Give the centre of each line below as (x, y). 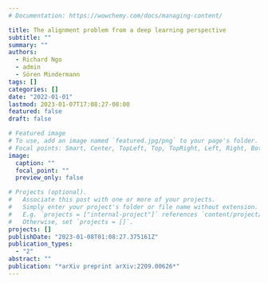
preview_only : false (49, 178)
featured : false (35, 112)
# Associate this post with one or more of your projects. (112, 200)
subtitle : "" (30, 37)
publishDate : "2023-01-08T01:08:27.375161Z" (83, 237)
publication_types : (41, 244)
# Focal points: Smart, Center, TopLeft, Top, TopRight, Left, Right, (128, 148)
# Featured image (37, 134)
